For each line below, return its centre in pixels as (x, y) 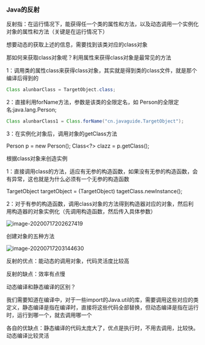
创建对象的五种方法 (31, 237)
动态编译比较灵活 (28, 336)
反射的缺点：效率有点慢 (36, 274)
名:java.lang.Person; (31, 110)
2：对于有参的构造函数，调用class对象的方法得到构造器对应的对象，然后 (97, 204)
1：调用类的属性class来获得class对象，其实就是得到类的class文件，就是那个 (102, 71)
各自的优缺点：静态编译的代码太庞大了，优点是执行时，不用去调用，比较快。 (103, 328)
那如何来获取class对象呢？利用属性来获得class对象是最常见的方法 (89, 58)
